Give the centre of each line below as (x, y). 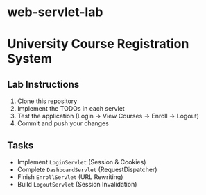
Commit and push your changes (63, 123)
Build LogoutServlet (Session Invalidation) (77, 184)
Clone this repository (47, 101)
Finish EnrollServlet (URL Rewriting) (70, 177)
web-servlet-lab (55, 12)
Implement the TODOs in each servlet (71, 109)
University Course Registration (98, 44)
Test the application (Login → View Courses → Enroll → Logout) (108, 116)
